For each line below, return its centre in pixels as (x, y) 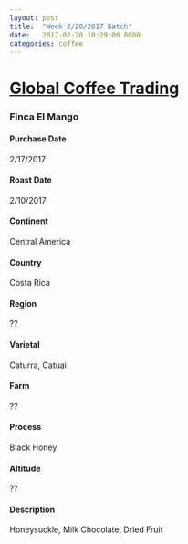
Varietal (25, 344)
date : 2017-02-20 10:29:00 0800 (75, 35)
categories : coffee (47, 43)
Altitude (25, 468)
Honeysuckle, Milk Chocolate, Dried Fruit (86, 529)
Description (32, 509)
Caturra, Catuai (38, 365)
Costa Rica (30, 283)
